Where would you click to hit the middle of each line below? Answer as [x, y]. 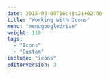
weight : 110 [24, 33]
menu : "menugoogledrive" [43, 26]
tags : [15, 39]
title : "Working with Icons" [49, 20]
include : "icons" [32, 58]
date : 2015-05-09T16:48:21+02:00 [55, 13]
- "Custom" [29, 52]
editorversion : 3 [32, 65]
